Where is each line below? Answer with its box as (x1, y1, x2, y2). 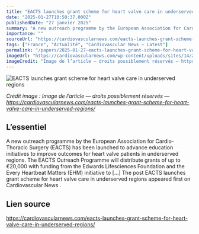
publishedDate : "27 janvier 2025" (6, 20, 92, 25)
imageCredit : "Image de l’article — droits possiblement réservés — (6, 58, 179, 64)
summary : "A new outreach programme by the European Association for (6, 25, 182, 31)
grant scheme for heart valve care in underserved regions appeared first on (6, 175, 191, 182)
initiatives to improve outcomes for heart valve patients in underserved (6, 150, 179, 158)
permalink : (6, 47, 33, 53)
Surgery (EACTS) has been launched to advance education (29, 144, 174, 151)
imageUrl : (6, 53, 31, 59)
